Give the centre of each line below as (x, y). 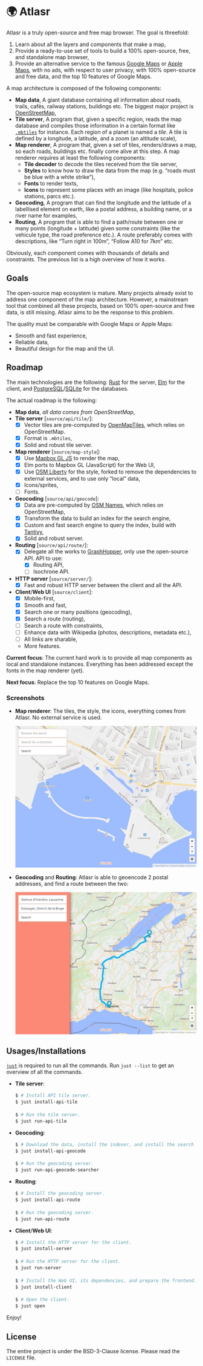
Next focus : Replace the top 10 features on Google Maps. (78, 682)
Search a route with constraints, (64, 625)
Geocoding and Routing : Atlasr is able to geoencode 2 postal (92, 877)
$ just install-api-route (47, 1200)
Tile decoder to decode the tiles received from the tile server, (101, 164)
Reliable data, (32, 342)
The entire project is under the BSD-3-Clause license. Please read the (93, 1351)
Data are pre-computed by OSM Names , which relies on (94, 505)
